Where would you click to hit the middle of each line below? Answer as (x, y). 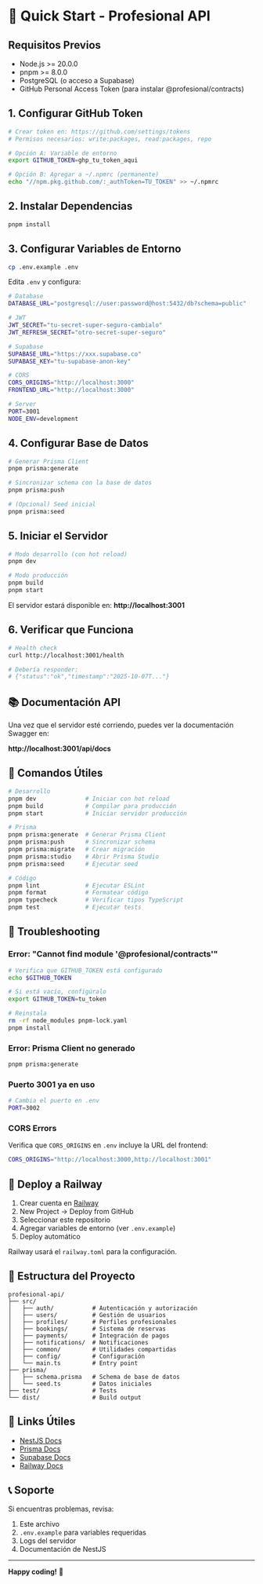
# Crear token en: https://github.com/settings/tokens (99, 132)
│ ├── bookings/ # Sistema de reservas (87, 1329)
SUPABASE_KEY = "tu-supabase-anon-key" (70, 361)
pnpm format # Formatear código (78, 893)
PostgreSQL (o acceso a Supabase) (77, 80)
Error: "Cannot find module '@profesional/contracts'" (113, 954)
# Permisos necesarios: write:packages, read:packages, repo (110, 139)
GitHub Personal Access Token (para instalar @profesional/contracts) (131, 89)
